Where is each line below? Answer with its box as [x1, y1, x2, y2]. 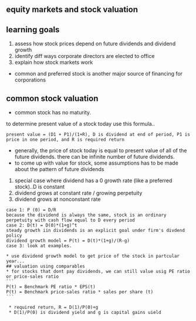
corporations [14, 76, 46, 84]
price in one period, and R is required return [6, 137, 125, 143]
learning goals [6, 25, 60, 35]
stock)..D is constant [14, 183, 65, 190]
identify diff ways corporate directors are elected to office [14, 53, 155, 60]
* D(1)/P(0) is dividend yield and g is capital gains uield [8, 310, 161, 316]
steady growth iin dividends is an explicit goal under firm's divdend [6, 228, 185, 234]
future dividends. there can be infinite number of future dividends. [14, 153, 175, 160]
